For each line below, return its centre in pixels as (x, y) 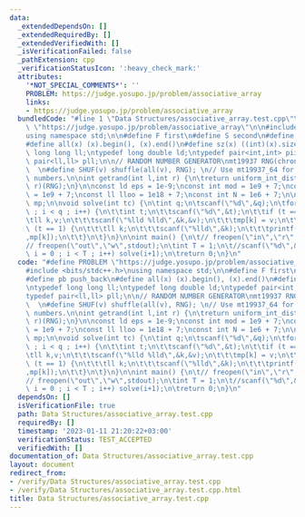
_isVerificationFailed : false (74, 52)
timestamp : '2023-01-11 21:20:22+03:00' (95, 431)
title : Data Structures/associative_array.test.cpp (109, 498)
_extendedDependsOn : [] (62, 26)
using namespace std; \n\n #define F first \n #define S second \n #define (160, 136)
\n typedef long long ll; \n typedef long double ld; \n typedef (142, 288)
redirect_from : (38, 473)
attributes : (40, 77)
